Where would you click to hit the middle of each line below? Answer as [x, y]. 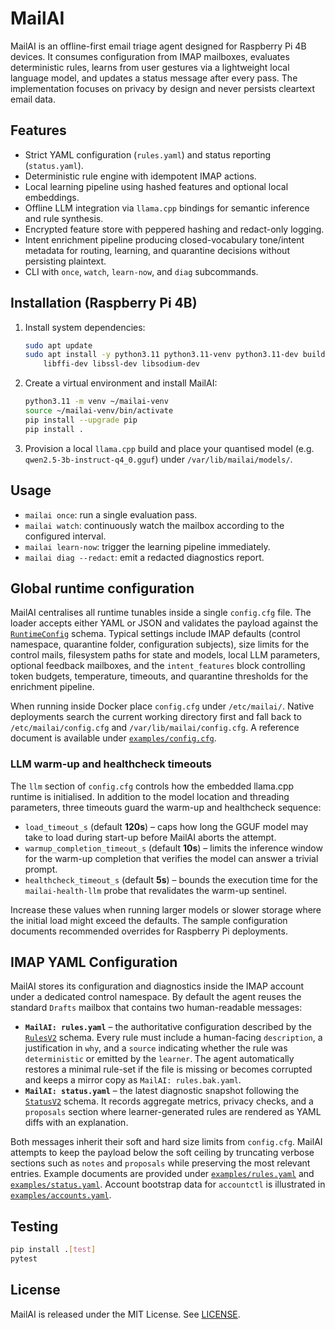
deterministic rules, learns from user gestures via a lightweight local [150, 67]
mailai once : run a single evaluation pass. [111, 514]
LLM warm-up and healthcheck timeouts [111, 764]
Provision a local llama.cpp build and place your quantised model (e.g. [169, 448]
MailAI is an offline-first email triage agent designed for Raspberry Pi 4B [158, 46]
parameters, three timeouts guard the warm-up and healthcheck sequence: [166, 807]
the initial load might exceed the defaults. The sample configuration [149, 920]
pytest [24, 1259]
